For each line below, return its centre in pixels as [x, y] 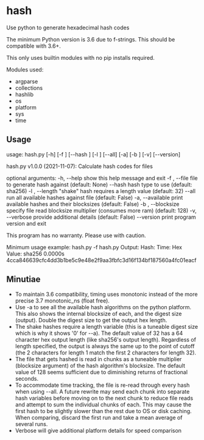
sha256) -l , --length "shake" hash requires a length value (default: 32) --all [101, 191]
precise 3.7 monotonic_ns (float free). [62, 301]
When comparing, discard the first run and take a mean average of [99, 417]
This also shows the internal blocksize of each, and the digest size [98, 313]
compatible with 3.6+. [33, 46]
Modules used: [25, 69]
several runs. [31, 424]
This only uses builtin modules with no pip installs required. [81, 57]
